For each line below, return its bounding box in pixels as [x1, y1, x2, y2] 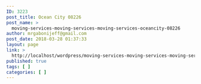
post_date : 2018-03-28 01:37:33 [6, 36, 87, 42]
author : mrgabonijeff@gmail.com [6, 31, 87, 37]
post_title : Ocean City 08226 [6, 14, 82, 20]
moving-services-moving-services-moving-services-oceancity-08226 [11, 25, 181, 31]
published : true [6, 58, 47, 64]
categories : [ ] [6, 69, 47, 75]
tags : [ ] [6, 63, 31, 70]
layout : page [6, 42, 39, 48]
